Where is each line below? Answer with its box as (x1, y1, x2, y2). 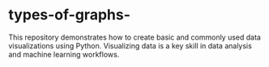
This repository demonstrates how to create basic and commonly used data (8, 32, 262, 42)
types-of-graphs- (8, 6, 131, 24)
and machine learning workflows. (8, 49, 120, 59)
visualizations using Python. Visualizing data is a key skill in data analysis (8, 40, 253, 50)
